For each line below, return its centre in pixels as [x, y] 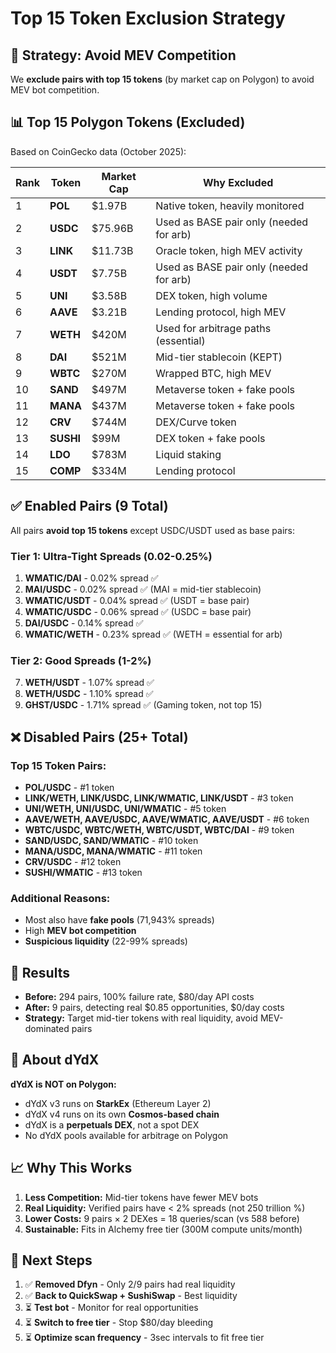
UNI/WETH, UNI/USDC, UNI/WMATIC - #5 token [125, 808]
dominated [47, 1029]
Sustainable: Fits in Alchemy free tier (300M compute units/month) [163, 1229]
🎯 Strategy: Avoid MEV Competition [123, 55]
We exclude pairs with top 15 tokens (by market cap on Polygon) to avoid [162, 79]
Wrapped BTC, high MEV [213, 373]
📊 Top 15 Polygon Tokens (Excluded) [128, 122]
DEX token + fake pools [210, 438]
